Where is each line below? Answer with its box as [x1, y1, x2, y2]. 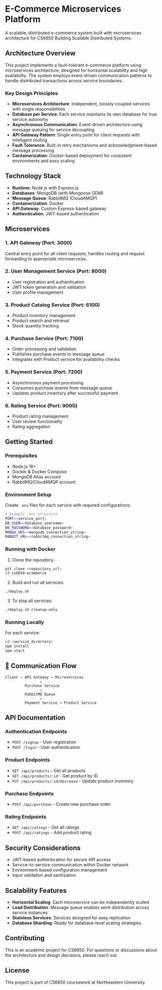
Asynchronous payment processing [12, 380, 84, 385]
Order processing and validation [12, 346, 77, 352]
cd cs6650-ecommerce [5, 571, 47, 576]
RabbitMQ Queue [24, 692, 55, 697]
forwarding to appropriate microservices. [5, 256, 88, 262]
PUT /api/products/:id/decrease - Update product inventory [12, 778, 134, 784]
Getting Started [5, 438, 53, 446]
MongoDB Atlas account [12, 474, 61, 479]
